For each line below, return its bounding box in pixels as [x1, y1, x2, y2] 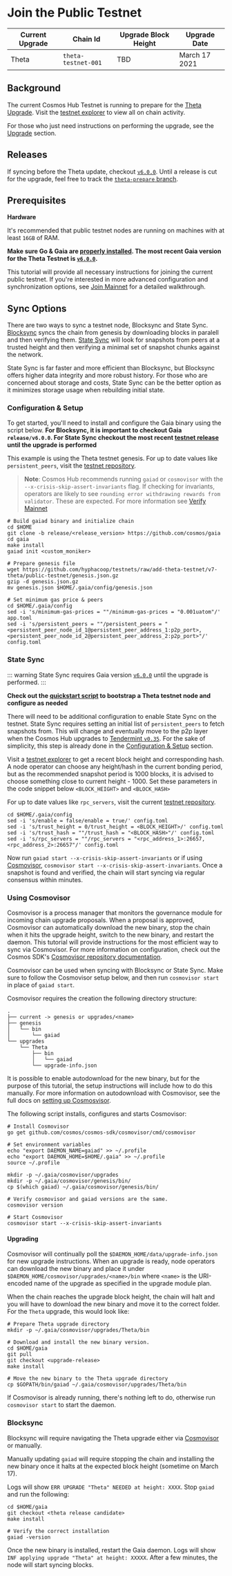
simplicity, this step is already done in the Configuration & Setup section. [7, 742, 214, 750]
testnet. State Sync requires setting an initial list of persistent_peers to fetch [7, 720, 224, 728]
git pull [7, 1351, 32, 1358]
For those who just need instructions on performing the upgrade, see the [7, 121, 214, 129]
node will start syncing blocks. [7, 1560, 94, 1568]
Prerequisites [7, 194, 66, 206]
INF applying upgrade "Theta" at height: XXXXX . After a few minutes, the [7, 1553, 218, 1561]
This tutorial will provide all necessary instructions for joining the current [7, 268, 213, 276]
